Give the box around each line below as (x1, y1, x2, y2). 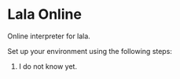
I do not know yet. (18, 61, 78, 71)
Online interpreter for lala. (7, 31, 91, 41)
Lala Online (7, 5, 82, 23)
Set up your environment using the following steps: (7, 46, 172, 56)
